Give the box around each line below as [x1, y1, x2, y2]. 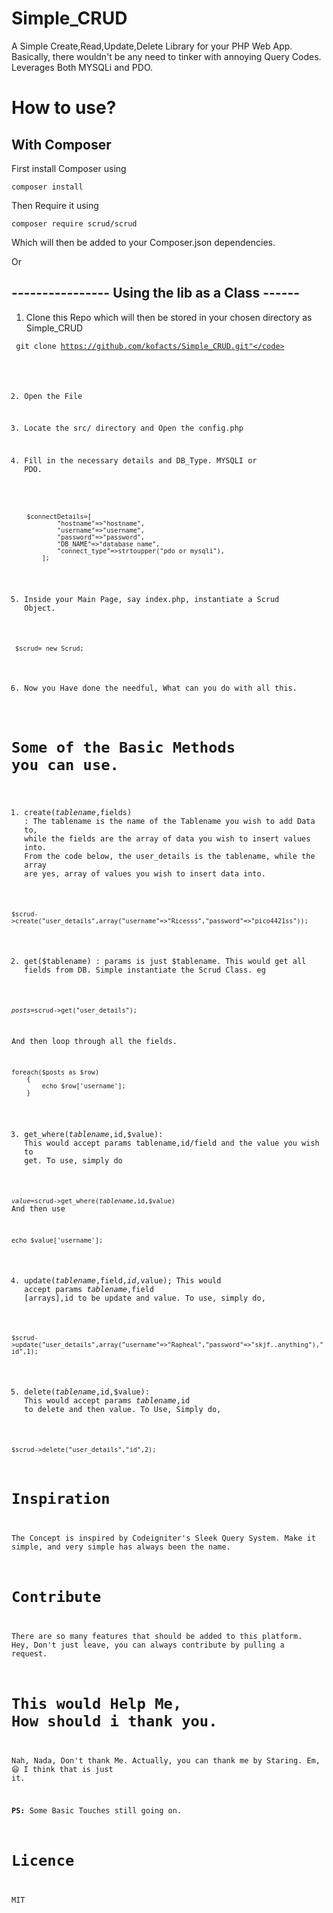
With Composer [11, 136, 112, 153]
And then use [11, 1204, 66, 1214]
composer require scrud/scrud [11, 218, 138, 229]
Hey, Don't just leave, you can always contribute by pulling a [11, 1640, 285, 1651]
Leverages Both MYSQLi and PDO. [11, 61, 154, 73]
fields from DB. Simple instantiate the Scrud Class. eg [24, 965, 266, 975]
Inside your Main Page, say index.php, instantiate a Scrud [24, 594, 280, 604]
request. [11, 1649, 48, 1659]
